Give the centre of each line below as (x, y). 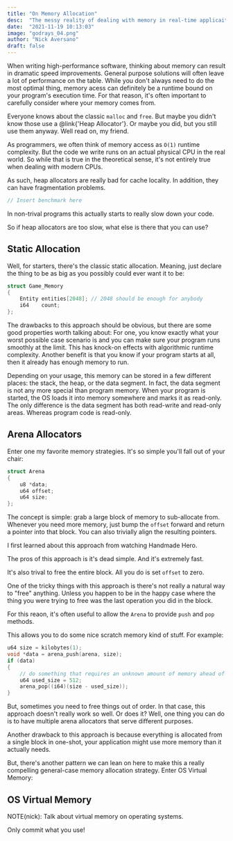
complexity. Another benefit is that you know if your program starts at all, (112, 355)
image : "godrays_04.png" (43, 33)
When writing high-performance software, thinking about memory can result (116, 66)
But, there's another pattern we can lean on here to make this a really (106, 763)
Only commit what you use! (46, 830)
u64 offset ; (37, 491)
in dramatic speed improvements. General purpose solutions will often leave (116, 73)
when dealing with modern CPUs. (55, 167)
